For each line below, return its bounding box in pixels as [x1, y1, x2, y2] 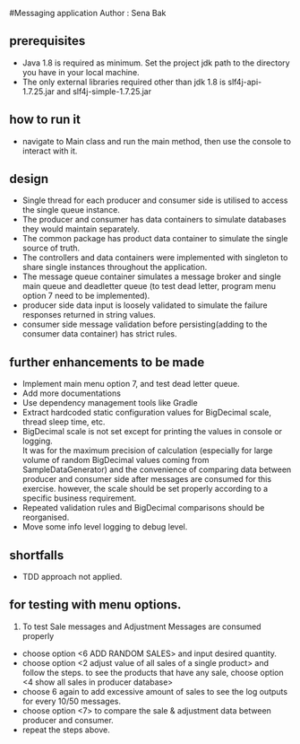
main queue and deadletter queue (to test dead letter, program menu [21, 281, 276, 292]
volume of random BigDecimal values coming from [21, 455, 210, 466]
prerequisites [9, 33, 86, 48]
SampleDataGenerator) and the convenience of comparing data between [21, 464, 292, 475]
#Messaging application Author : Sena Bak [9, 8, 167, 18]
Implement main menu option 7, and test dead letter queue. [21, 379, 240, 390]
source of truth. [21, 242, 81, 254]
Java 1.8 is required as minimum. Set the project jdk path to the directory [21, 57, 290, 68]
